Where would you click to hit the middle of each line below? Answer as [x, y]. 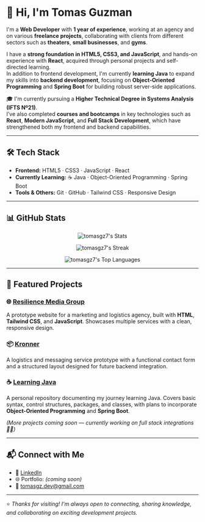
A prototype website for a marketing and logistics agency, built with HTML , [100, 315]
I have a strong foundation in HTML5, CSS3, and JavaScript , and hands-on [102, 54]
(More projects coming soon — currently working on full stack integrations [100, 423]
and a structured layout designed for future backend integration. [87, 366]
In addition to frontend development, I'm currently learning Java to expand [100, 73]
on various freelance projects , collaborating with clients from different [95, 35]
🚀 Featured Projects [45, 284]
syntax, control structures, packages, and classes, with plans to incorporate [102, 404]
